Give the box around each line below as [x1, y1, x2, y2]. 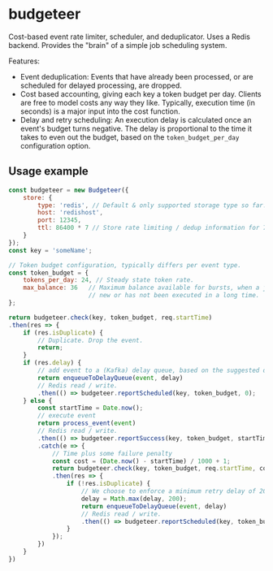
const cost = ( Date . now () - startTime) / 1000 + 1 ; [51, 456, 231, 465]
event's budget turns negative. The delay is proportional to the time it [19, 123, 253, 133]
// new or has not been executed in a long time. [88, 292, 260, 300]
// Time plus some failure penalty [51, 449, 173, 457]
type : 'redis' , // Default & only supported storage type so [37, 201, 249, 210]
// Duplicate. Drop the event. [37, 336, 144, 344]
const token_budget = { [8, 269, 89, 277]
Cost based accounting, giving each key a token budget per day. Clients [19, 89, 262, 98]
